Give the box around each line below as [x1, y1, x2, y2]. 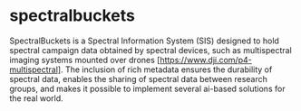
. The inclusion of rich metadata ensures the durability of [60, 64, 273, 75]
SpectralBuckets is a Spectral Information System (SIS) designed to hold [9, 35, 279, 46]
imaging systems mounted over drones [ [9, 54, 160, 65]
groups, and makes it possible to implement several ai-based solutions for [9, 83, 286, 94]
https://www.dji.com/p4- [160, 54, 252, 65]
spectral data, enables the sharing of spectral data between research [9, 73, 267, 84]
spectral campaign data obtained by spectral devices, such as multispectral [9, 44, 292, 55]
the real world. [9, 92, 63, 104]
